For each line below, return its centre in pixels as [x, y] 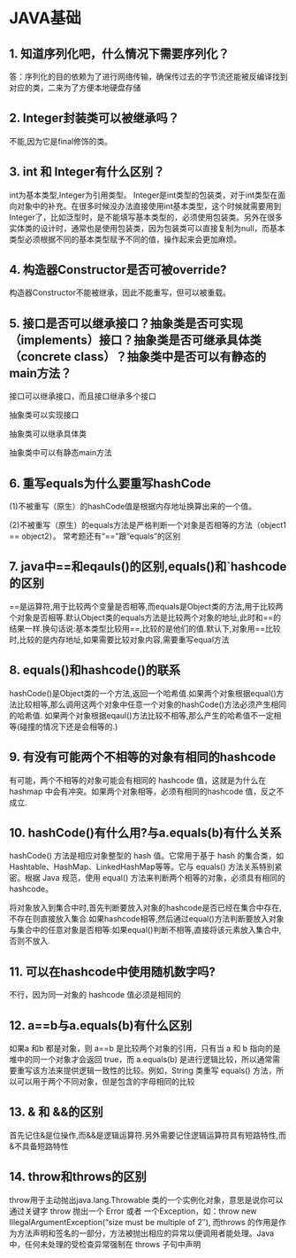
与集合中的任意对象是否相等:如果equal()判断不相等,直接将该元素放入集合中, [145, 930]
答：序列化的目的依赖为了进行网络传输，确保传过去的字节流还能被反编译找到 [148, 77]
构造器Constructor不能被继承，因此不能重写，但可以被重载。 [120, 292]
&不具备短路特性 [39, 1146]
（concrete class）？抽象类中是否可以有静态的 [138, 357]
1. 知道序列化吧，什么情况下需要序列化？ [119, 54]
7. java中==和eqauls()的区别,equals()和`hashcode [148, 567]
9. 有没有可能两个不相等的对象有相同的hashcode [143, 757]
